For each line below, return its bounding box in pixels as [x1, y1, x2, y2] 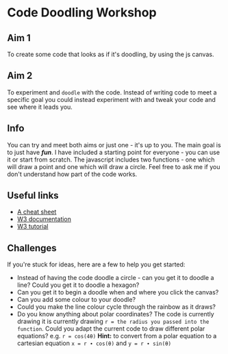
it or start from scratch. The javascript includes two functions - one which [7, 155, 215, 164]
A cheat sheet [16, 207, 57, 216]
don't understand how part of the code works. [7, 170, 138, 178]
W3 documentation [16, 215, 72, 223]
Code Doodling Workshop [7, 5, 157, 21]
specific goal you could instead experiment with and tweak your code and [7, 95, 216, 103]
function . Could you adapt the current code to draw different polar [16, 325, 205, 333]
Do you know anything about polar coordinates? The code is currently [16, 310, 214, 318]
